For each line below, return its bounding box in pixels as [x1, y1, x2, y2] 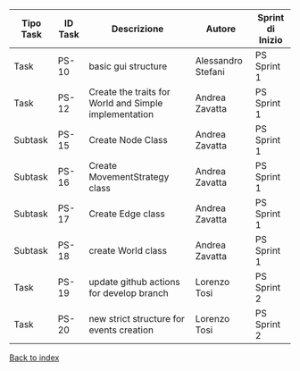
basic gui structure [88, 60, 168, 72]
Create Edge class [88, 207, 165, 220]
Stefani [195, 66, 225, 78]
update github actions [88, 276, 180, 288]
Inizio [258, 34, 283, 46]
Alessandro [195, 55, 243, 66]
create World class [88, 245, 168, 257]
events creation [88, 324, 154, 336]
